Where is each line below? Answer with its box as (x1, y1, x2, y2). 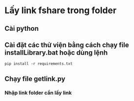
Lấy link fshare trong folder (4, 5, 117, 16)
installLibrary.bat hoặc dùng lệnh (4, 48, 108, 57)
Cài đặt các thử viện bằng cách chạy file (4, 40, 129, 49)
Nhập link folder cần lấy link (4, 89, 72, 96)
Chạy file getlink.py (4, 75, 66, 83)
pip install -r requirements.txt (4, 61, 73, 66)
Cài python (4, 24, 39, 33)
